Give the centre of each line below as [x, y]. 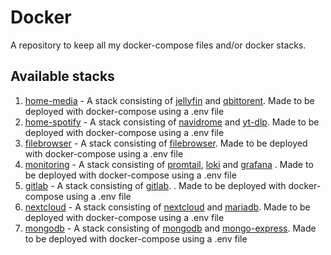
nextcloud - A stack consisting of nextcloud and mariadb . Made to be [167, 207]
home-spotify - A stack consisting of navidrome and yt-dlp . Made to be [172, 122]
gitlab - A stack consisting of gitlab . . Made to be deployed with [155, 185]
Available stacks [62, 76]
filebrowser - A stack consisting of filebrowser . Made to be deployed [166, 143]
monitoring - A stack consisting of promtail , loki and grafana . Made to [169, 164]
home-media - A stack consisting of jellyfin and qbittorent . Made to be [169, 100]
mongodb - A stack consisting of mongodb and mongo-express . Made [170, 228]
